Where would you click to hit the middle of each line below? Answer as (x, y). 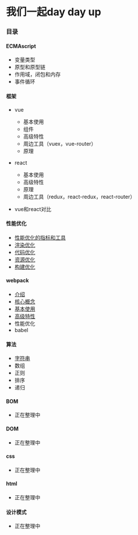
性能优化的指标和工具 (40, 237)
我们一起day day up (54, 12)
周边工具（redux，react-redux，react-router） (79, 196)
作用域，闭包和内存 (38, 74)
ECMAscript (21, 46)
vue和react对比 (33, 209)
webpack (17, 281)
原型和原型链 (30, 67)
